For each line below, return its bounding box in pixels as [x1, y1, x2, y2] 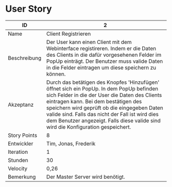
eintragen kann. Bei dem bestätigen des [46, 98, 142, 105]
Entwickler [8, 140, 33, 147]
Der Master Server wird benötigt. [46, 173, 125, 180]
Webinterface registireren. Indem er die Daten [46, 44, 156, 52]
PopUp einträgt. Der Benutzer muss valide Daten [46, 57, 163, 64]
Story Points [8, 131, 37, 138]
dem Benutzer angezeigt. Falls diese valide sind [46, 117, 161, 124]
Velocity [8, 165, 28, 172]
